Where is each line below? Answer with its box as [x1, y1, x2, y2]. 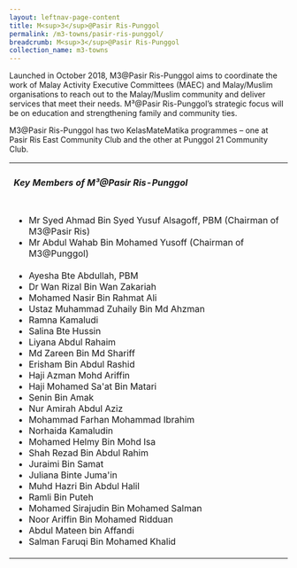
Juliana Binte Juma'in [28, 469, 118, 481]
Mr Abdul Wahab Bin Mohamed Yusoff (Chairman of [28, 237, 245, 249]
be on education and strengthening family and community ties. [9, 108, 238, 119]
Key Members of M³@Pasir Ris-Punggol [13, 176, 188, 189]
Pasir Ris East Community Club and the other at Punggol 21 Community [9, 135, 268, 145]
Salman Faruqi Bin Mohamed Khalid [28, 535, 177, 548]
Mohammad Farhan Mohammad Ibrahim [28, 414, 195, 426]
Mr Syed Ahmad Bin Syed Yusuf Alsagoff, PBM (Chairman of [28, 214, 279, 227]
